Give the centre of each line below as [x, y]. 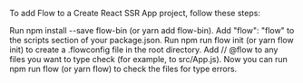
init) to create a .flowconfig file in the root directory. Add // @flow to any [144, 50]
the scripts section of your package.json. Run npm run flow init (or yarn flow [151, 40]
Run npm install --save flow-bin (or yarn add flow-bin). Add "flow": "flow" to [152, 30]
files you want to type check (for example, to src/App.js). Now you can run [149, 59]
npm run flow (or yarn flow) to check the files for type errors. [123, 69]
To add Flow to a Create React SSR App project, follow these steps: [135, 13]
